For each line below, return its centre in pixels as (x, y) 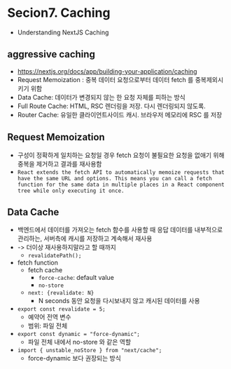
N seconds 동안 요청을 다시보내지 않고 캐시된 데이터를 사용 (119, 301)
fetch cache (45, 270)
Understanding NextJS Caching (63, 32)
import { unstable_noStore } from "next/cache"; (90, 351)
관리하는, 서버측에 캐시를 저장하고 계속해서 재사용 (85, 239)
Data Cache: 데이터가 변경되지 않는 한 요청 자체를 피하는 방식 (101, 97)
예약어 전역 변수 (49, 317)
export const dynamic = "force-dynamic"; (78, 335)
